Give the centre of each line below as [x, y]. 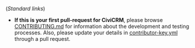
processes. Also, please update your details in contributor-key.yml [96, 33]
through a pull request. [42, 39]
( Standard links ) [25, 9]
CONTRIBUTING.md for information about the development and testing [102, 26]
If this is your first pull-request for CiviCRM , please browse [89, 20]
